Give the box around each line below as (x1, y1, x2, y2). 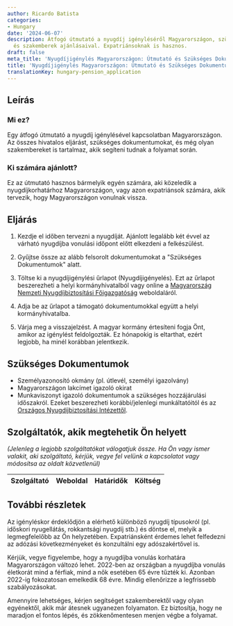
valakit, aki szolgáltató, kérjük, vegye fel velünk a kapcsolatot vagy (7, 451, 200, 460)
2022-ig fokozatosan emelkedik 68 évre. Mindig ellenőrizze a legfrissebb (7, 575, 216, 584)
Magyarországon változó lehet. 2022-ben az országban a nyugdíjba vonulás (7, 561, 225, 569)
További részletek (7, 499, 87, 511)
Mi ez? (7, 115, 30, 125)
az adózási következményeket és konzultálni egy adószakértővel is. (7, 540, 200, 548)
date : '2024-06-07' (7, 29, 64, 37)
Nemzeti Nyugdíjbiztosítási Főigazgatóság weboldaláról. (17, 289, 178, 297)
